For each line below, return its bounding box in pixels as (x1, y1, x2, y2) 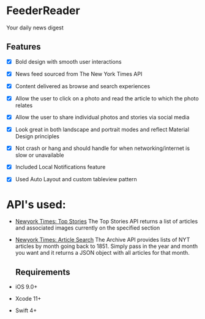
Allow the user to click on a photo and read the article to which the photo (15, 94, 199, 102)
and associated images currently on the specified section (15, 224, 160, 231)
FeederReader (6, 4, 81, 18)
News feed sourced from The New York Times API (15, 70, 143, 77)
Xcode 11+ (15, 295, 42, 302)
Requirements (15, 267, 70, 277)
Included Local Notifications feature (15, 163, 106, 171)
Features (6, 42, 41, 52)
